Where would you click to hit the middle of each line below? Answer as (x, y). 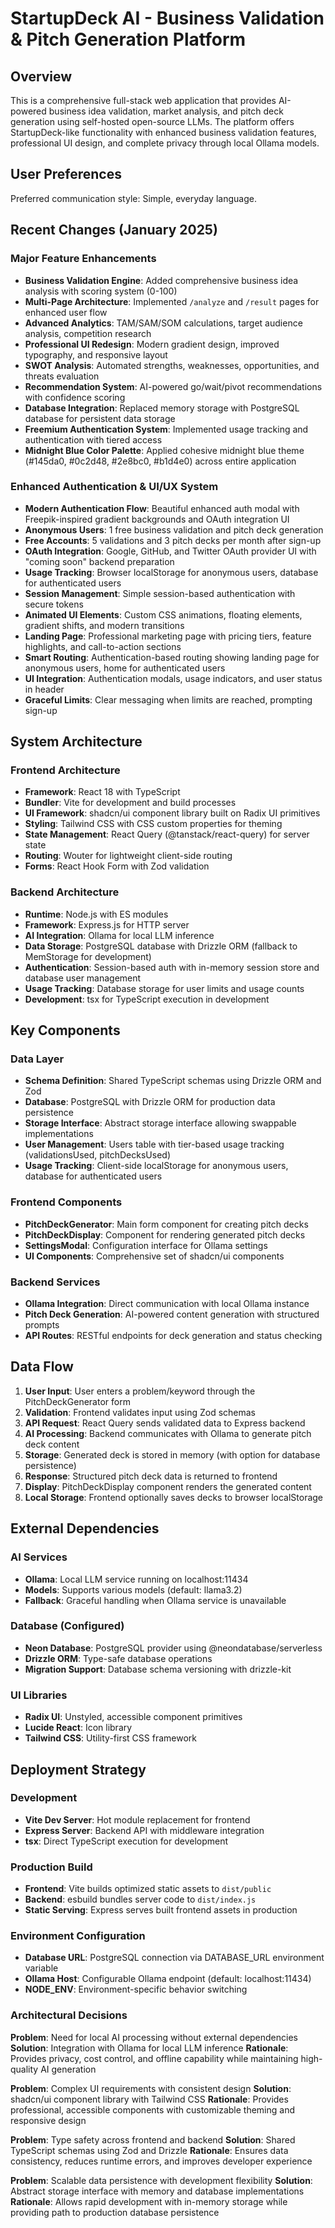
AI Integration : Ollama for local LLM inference (119, 935)
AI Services (39, 1557)
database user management (83, 978)
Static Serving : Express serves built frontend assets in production (161, 1910)
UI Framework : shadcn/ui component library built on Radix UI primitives (172, 813)
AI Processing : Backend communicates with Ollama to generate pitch (168, 1433)
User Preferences (66, 174)
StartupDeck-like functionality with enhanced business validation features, (163, 132)
